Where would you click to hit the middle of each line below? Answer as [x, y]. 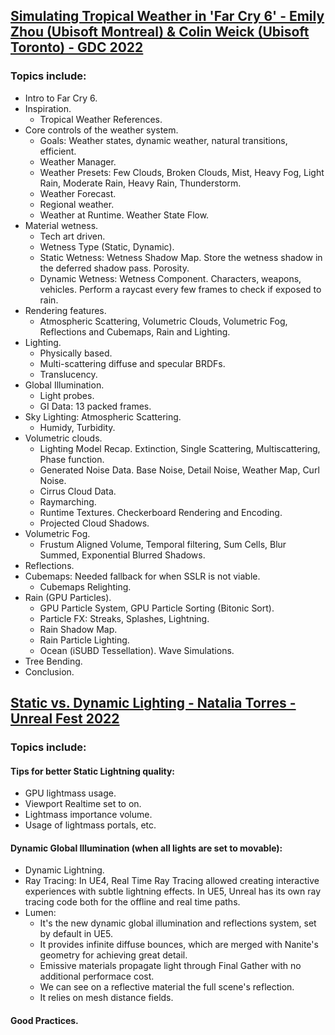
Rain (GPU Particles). [68, 597]
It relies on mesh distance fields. [106, 998]
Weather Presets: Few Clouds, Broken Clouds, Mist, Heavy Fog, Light [182, 172]
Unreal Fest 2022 [65, 719]
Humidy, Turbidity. [77, 427]
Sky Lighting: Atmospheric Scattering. [103, 416]
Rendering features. [65, 310]
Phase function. [72, 459]
